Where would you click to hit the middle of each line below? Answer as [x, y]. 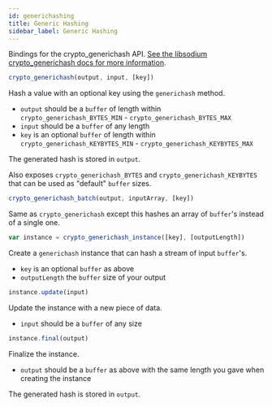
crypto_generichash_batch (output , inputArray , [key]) [101, 199]
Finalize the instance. [44, 353]
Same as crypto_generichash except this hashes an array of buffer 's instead [136, 214]
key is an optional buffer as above [77, 268]
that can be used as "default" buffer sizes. [80, 184]
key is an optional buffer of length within [88, 135]
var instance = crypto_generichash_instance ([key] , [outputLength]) [127, 238]
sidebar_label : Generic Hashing [63, 31]
